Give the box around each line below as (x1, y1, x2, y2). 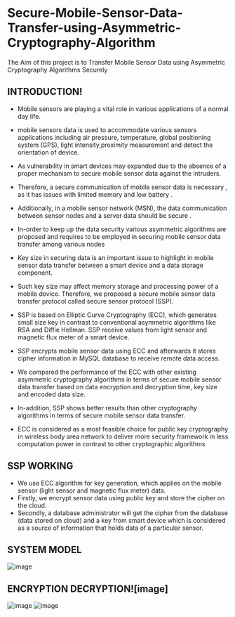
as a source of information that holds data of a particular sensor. (17, 524, 203, 532)
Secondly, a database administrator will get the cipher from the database (17, 508, 228, 517)
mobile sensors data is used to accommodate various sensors (17, 125, 197, 134)
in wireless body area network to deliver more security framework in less (17, 432, 229, 441)
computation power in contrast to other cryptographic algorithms (17, 439, 206, 448)
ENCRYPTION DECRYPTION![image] (7, 583, 168, 595)
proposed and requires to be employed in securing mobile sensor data (17, 232, 221, 240)
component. (17, 268, 53, 277)
